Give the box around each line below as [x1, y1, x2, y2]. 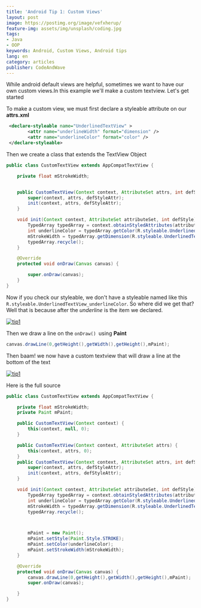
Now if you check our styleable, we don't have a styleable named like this [6, 294, 187, 301]
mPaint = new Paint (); [28, 530, 84, 536]
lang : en [6, 53, 28, 59]
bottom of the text [6, 358, 51, 365]
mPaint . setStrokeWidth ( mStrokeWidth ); [28, 547, 124, 553]
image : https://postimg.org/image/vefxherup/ [6, 20, 121, 26]
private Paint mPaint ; [17, 410, 74, 416]
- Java [6, 37, 23, 43]
